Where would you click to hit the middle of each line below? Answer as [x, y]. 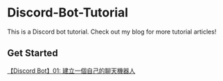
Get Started [33, 53]
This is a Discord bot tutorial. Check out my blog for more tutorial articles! [112, 32]
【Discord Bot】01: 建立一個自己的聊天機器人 [71, 71]
